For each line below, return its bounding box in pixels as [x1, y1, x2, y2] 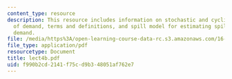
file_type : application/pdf [7, 42, 88, 49]
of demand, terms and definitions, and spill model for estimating [13, 23, 212, 30]
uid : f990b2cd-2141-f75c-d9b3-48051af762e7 [7, 61, 135, 68]
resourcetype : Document [7, 49, 76, 56]
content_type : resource [7, 10, 76, 17]
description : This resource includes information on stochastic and [7, 16, 209, 23]
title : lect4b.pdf [7, 55, 60, 62]
